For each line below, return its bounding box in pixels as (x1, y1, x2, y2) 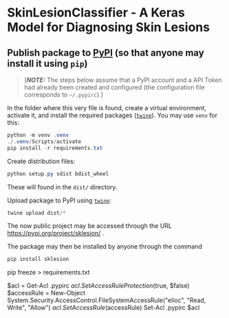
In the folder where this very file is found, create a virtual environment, (7, 104, 206, 112)
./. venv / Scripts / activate (7, 138, 81, 145)
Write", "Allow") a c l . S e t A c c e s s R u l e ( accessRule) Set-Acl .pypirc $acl (7, 304, 200, 312)
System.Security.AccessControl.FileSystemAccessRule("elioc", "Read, (7, 296, 206, 304)
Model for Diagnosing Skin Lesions (7, 19, 210, 35)
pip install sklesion (7, 256, 69, 263)
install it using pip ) (7, 57, 88, 70)
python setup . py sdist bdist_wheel (7, 170, 109, 177)
